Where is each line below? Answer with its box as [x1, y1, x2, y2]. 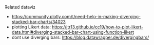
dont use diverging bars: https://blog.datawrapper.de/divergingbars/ [11, 34, 149, 40]
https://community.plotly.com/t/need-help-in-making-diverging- [11, 14, 141, 19]
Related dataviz [4, 4, 36, 10]
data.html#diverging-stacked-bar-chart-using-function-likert [11, 29, 135, 35]
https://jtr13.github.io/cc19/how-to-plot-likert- [52, 24, 143, 30]
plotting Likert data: [11, 24, 51, 30]
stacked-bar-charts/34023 [11, 19, 66, 24]
